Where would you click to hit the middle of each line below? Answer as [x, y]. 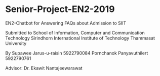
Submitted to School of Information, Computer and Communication [75, 32]
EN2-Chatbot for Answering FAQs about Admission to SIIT [66, 23]
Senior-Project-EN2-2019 [60, 9]
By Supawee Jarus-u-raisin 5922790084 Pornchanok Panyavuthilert [77, 53]
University [16, 43]
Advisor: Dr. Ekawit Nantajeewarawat [44, 68]
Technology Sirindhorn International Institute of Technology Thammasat [80, 38]
